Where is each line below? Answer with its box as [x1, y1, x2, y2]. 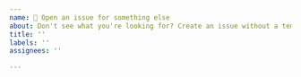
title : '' [9, 30, 47, 38]
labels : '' [9, 38, 50, 47]
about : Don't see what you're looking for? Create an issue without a [9, 21, 279, 30]
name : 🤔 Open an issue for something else [9, 13, 170, 22]
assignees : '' [9, 47, 63, 56]
